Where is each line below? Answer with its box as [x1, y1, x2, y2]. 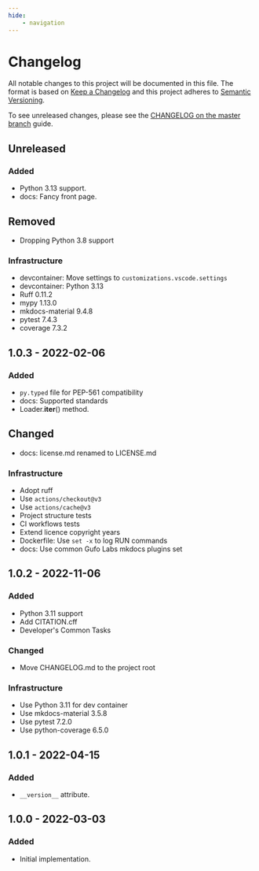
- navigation [22, 19, 65, 27]
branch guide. [8, 119, 53, 128]
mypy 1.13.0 [19, 298, 57, 308]
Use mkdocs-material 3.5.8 [19, 709, 108, 718]
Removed [8, 214, 56, 228]
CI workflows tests [19, 519, 80, 528]
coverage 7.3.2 [19, 324, 68, 333]
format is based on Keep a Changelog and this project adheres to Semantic [8, 87, 251, 97]
